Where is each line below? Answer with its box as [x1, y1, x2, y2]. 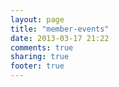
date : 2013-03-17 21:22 [10, 33, 110, 43]
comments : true [10, 42, 74, 53]
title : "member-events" [10, 24, 110, 34]
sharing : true [10, 52, 70, 62]
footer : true [10, 61, 65, 71]
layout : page [10, 14, 65, 25]
